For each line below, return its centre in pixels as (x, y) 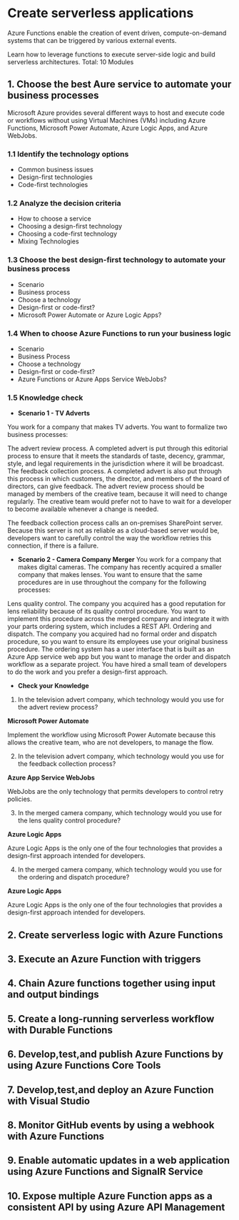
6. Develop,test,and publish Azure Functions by (115, 1054)
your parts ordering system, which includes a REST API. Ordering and (110, 627)
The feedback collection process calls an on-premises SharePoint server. (115, 523)
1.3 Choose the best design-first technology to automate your (117, 260)
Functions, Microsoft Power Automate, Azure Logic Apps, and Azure (108, 128)
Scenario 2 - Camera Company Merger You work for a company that (119, 560)
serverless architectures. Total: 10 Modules (71, 61)
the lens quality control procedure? (69, 821)
